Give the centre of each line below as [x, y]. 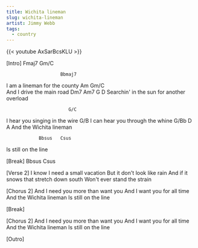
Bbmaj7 [69, 74]
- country [24, 34]
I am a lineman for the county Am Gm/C [55, 86]
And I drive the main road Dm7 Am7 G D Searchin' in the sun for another [96, 92]
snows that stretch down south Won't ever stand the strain [79, 180]
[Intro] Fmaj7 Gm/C [30, 64]
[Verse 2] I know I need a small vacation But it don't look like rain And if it [97, 173]
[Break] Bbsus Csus [31, 162]
